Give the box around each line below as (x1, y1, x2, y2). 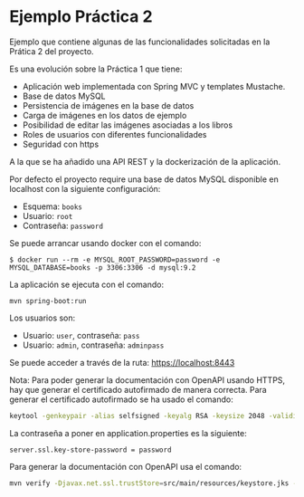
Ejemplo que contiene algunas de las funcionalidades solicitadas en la (9, 36, 271, 47)
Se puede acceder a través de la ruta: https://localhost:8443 (9, 357, 235, 368)
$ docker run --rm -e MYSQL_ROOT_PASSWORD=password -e (9, 255, 221, 264)
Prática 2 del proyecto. (9, 45, 94, 56)
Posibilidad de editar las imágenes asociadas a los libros (22, 119, 233, 130)
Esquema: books (22, 201, 83, 212)
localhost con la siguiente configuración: (9, 183, 161, 194)
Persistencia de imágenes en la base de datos (22, 100, 195, 110)
